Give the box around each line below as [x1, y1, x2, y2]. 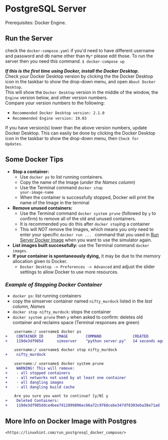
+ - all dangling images [5, 380, 64, 385]
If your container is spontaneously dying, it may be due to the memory [12, 253, 161, 259]
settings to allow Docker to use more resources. [19, 269, 119, 275]
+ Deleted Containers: [5, 398, 59, 403]
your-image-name [19, 190, 54, 195]
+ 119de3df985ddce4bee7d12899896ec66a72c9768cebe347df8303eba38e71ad [5, 403, 160, 408]
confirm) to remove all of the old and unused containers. [19, 215, 136, 221]
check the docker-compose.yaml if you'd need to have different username [5, 47, 155, 53]
